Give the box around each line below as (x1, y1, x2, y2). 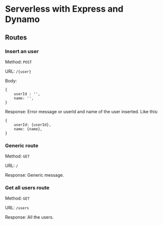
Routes (5, 33, 27, 41)
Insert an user (5, 48, 39, 55)
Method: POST (5, 59, 32, 64)
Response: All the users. (5, 214, 54, 220)
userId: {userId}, (14, 122, 51, 127)
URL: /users (5, 205, 29, 211)
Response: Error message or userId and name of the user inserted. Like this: (5, 108, 159, 114)
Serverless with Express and (5, 3, 123, 15)
